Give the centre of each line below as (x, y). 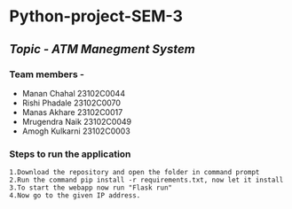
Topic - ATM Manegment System (102, 49)
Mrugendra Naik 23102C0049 (76, 121)
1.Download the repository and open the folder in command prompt (134, 173)
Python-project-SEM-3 (96, 16)
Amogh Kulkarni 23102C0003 (76, 131)
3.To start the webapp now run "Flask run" (91, 188)
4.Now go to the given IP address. (75, 196)
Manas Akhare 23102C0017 (72, 112)
